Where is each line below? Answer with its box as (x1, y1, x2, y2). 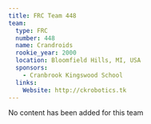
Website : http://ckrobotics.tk (22, 86, 127, 94)
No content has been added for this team (8, 108, 144, 118)
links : (15, 78, 38, 86)
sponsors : (15, 64, 48, 72)
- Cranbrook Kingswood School (22, 71, 124, 79)
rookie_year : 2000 (15, 49, 77, 57)
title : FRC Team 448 (8, 11, 77, 20)
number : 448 (15, 34, 56, 42)
